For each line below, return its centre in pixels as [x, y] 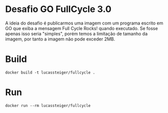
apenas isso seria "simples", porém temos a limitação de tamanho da [76, 33]
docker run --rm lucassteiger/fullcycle [48, 105]
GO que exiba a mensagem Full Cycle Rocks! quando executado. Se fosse [81, 28]
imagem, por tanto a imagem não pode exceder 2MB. [60, 39]
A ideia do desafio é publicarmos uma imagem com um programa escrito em [84, 23]
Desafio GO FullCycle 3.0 [58, 9]
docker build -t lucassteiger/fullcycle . [50, 72]
